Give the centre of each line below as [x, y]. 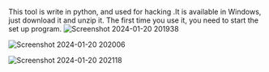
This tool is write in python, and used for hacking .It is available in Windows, [135, 12]
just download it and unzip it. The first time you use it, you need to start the [134, 20]
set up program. [35, 29]
